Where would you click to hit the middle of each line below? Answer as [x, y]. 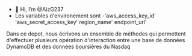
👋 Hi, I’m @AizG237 [39, 9]
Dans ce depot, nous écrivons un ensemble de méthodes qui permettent [96, 34]
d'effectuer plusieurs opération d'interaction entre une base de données [96, 40]
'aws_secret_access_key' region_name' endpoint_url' [81, 22]
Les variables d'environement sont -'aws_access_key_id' [85, 16]
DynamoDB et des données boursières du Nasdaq [68, 46]
